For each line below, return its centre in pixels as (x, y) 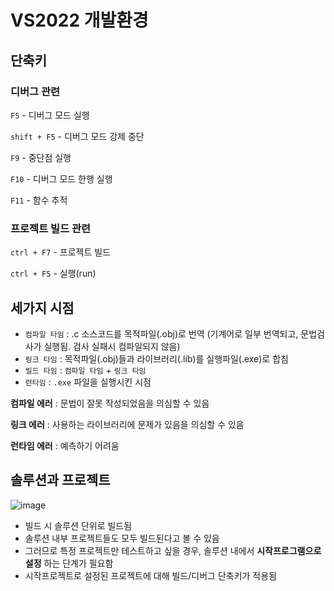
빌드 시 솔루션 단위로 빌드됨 (78, 525)
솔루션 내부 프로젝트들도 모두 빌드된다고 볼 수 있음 (122, 538)
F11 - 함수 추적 (39, 200)
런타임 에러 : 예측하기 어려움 (65, 445)
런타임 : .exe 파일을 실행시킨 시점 (88, 382)
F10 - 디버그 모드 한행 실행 (61, 178)
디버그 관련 (35, 91)
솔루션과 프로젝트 (60, 480)
